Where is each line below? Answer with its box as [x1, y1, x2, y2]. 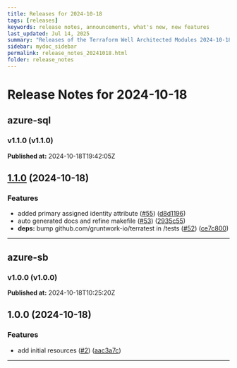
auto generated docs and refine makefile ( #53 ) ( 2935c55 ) [17, 216, 186, 226]
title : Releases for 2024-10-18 [7, 10, 102, 18]
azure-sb [7, 251, 49, 263]
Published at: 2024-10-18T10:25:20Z [7, 288, 116, 297]
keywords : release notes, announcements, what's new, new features [7, 23, 210, 30]
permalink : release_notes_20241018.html [7, 50, 128, 57]
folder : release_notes [7, 56, 74, 63]
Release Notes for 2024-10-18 [7, 86, 188, 102]
